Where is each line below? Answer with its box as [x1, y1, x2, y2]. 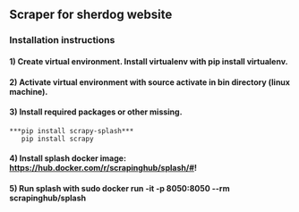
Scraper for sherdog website [9, 7, 173, 22]
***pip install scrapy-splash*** [9, 126, 134, 135]
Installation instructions [9, 34, 115, 47]
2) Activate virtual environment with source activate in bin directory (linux [9, 76, 291, 88]
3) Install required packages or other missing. [9, 106, 183, 117]
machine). [9, 86, 48, 97]
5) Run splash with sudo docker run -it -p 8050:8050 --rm [9, 182, 230, 193]
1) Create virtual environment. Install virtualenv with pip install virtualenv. [9, 55, 288, 66]
